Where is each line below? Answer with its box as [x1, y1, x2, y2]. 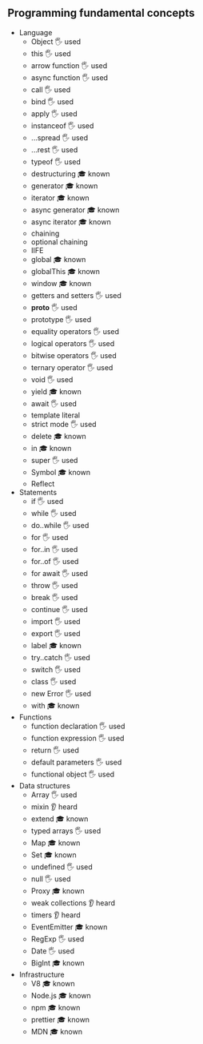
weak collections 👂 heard [30, 897, 116, 908]
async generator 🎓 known [30, 204, 120, 215]
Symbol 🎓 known [30, 467, 91, 477]
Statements [18, 487, 58, 497]
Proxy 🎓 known [30, 885, 85, 896]
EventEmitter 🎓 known [30, 921, 108, 932]
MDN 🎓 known [30, 1026, 83, 1036]
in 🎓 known [30, 443, 72, 453]
